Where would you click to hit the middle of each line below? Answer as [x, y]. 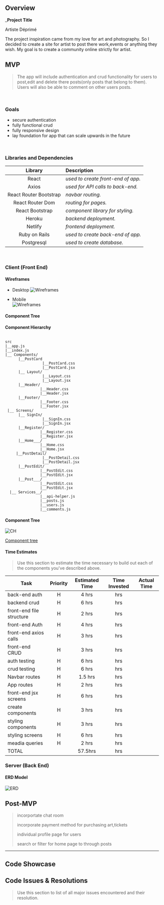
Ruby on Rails [34, 235]
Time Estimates [21, 552]
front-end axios [26, 633]
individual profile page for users [49, 834]
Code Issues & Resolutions [46, 881]
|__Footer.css [54, 402]
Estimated [87, 580]
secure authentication [34, 120]
